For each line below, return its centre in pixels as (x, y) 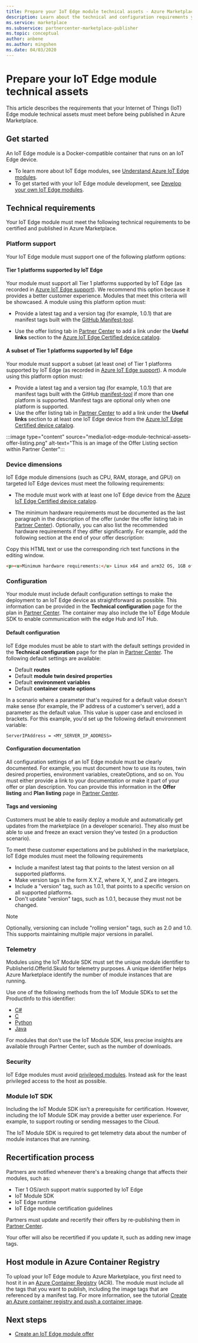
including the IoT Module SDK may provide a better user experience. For (94, 1115)
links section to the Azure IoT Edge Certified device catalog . (88, 337)
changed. (26, 905)
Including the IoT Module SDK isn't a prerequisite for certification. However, (98, 1109)
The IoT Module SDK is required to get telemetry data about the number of (96, 1133)
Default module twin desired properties (64, 676)
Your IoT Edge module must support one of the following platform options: (96, 256)
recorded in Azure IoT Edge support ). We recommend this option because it (98, 289)
